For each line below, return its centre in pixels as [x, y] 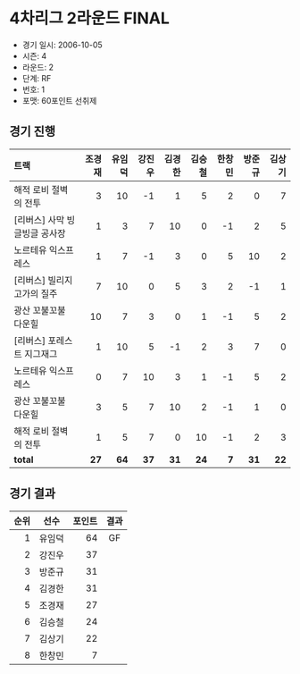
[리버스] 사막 [39, 220]
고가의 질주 [36, 293]
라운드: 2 [37, 67]
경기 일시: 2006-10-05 [62, 45]
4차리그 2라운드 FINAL [89, 18]
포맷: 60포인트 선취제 [59, 100]
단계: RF [37, 78]
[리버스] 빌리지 [43, 280]
